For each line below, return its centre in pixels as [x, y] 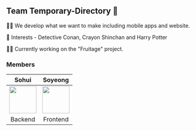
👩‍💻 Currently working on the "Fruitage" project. [65, 49]
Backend [23, 120]
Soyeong [56, 80]
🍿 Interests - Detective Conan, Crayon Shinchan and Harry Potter [87, 37]
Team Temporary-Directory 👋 [62, 11]
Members [20, 64]
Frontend [56, 120]
